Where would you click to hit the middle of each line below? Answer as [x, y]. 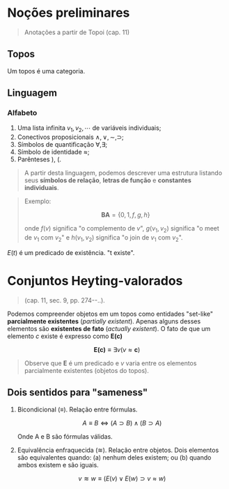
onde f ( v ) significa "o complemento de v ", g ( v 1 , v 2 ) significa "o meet [121, 229]
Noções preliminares [69, 13]
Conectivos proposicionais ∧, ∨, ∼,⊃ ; [70, 137]
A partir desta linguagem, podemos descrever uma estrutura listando [123, 173]
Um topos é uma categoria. [46, 71]
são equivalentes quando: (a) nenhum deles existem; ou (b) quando [114, 457]
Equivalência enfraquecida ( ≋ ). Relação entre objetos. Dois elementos [118, 450]
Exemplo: [38, 201]
